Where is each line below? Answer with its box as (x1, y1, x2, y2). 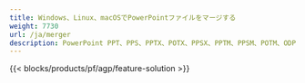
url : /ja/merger (9, 30, 71, 39)
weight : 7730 (9, 22, 59, 31)
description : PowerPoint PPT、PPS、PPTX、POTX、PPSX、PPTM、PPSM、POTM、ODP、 (9, 38, 303, 48)
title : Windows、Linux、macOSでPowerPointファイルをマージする (9, 13, 237, 23)
